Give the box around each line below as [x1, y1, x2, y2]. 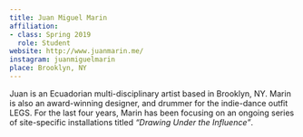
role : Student [17, 38, 71, 48]
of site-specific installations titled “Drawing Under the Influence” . [9, 116, 254, 127]
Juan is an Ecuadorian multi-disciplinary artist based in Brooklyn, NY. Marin [9, 87, 292, 99]
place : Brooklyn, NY [9, 64, 88, 73]
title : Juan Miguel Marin [9, 13, 107, 23]
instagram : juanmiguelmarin [9, 55, 116, 64]
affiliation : [9, 22, 59, 31]
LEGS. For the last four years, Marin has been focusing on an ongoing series [9, 107, 295, 118]
